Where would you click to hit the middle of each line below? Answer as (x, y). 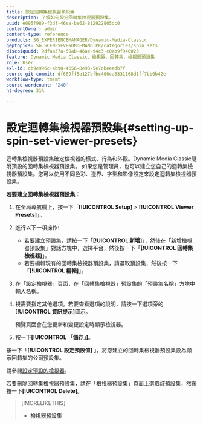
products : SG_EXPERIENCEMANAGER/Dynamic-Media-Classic (77, 40)
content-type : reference (37, 35)
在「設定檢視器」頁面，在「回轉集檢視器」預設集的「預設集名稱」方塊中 (105, 283)
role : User (20, 62)
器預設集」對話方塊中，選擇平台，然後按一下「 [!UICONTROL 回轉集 (108, 248)
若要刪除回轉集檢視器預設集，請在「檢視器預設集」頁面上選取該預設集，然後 (101, 383)
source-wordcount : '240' (37, 85)
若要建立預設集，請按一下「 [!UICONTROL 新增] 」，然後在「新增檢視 (108, 240)
